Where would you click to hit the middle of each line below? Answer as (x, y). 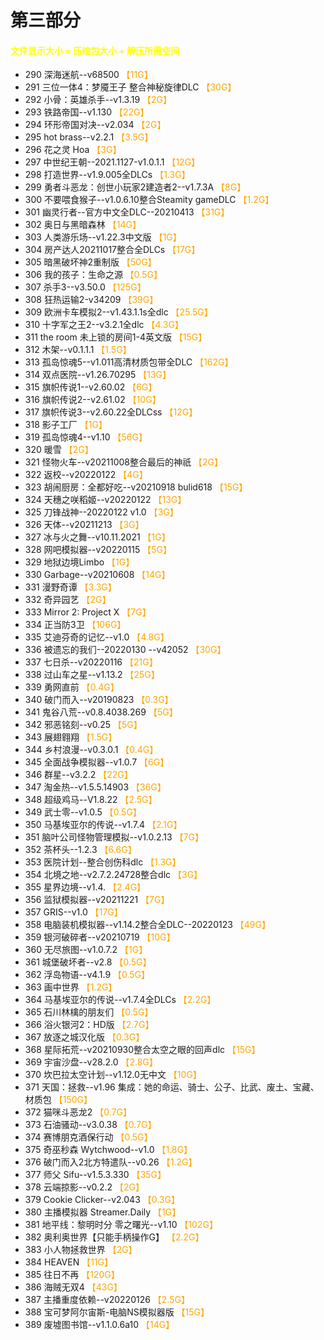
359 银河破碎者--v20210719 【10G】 (100, 937)
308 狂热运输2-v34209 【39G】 (91, 300)
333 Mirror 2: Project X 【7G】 (88, 612)
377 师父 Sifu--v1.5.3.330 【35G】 (95, 1175)
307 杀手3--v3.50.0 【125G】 (85, 287)
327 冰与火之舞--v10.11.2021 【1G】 (97, 537)
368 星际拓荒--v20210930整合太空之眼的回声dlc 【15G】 (142, 1050)
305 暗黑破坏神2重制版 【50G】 (90, 262)
